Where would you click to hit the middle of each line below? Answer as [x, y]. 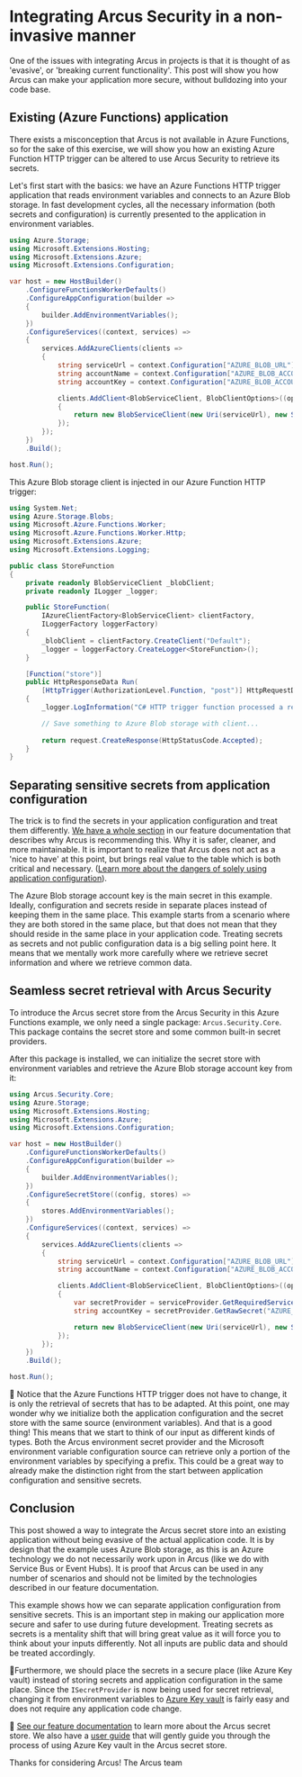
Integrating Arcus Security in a [126, 17]
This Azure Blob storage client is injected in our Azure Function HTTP [138, 482]
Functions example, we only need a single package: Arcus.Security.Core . [146, 1022]
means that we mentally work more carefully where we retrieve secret [139, 953]
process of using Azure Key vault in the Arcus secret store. [118, 1745]
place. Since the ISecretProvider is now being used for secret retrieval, [142, 1689]
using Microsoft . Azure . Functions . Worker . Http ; [98, 533]
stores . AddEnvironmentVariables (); [108, 1211]
